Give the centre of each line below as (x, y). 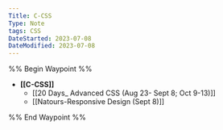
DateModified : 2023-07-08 (52, 46)
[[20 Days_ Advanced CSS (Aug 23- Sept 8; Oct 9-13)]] (124, 93)
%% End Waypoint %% (47, 117)
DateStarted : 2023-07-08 (50, 38)
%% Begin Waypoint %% (50, 69)
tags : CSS (25, 31)
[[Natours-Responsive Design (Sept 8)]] (98, 102)
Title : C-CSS (30, 16)
